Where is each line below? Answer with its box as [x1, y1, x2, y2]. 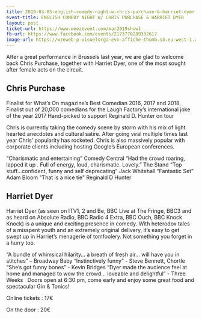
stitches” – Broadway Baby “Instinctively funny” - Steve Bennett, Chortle [6, 257, 185, 264]
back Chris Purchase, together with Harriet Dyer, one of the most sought [6, 60, 186, 67]
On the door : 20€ [6, 306, 51, 313]
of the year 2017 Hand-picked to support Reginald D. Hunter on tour [6, 112, 174, 119]
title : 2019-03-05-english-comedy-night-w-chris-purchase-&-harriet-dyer [6, 8, 195, 15]
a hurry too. [6, 239, 35, 246]
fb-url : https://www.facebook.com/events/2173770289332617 [6, 31, 158, 37]
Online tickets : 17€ [6, 294, 54, 301]
